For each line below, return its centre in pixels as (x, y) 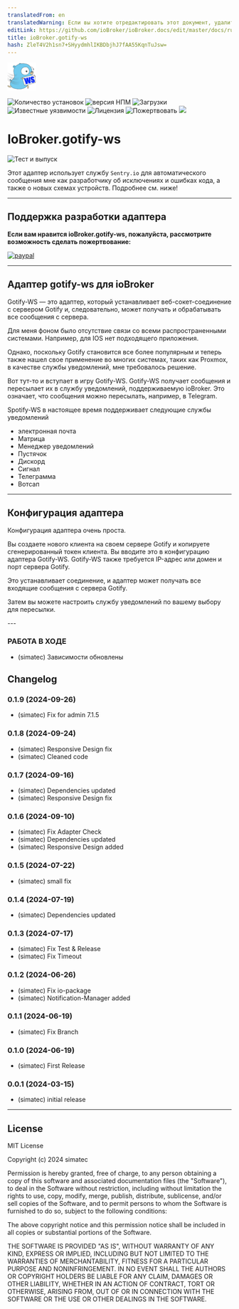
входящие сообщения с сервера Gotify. (68, 588)
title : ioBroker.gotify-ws (47, 38)
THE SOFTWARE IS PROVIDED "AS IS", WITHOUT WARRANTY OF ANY (111, 1246)
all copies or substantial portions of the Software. (79, 1233)
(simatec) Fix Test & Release (59, 949)
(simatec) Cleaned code (53, 756)
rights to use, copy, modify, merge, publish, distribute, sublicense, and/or (115, 1196)
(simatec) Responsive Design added (70, 847)
